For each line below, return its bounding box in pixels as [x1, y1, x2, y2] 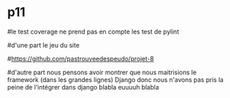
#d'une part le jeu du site [7, 41, 80, 49]
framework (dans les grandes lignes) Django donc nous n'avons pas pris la [7, 75, 224, 84]
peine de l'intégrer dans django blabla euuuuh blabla [7, 83, 159, 91]
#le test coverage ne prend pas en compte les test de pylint [7, 27, 180, 36]
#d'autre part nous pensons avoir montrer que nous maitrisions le [7, 68, 197, 76]
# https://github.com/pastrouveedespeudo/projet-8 [7, 54, 154, 63]
